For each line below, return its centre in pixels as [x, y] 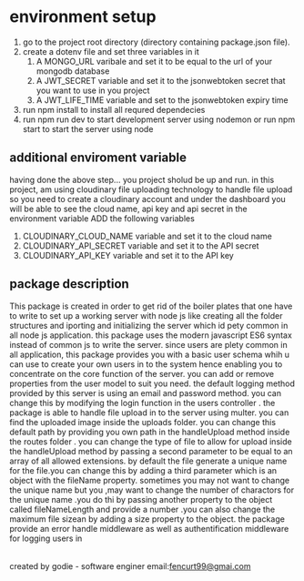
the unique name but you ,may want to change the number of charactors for [152, 490]
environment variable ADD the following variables [102, 218]
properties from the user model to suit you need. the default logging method [152, 383]
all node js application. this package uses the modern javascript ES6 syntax [151, 335]
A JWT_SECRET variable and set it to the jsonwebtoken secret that [161, 80]
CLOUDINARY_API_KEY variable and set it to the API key [128, 255]
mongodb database [73, 71]
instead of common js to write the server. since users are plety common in [149, 344]
